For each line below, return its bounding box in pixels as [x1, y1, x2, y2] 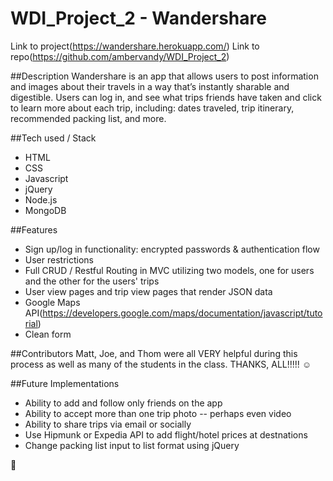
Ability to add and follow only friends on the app [24, 397, 223, 409]
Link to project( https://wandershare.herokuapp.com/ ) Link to [10, 40, 260, 52]
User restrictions [24, 253, 94, 266]
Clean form [24, 328, 72, 340]
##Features [10, 223, 58, 236]
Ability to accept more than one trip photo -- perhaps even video [24, 407, 292, 419]
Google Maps [24, 296, 81, 308]
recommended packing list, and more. [10, 112, 167, 124]
